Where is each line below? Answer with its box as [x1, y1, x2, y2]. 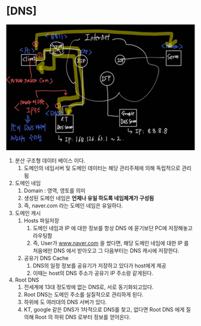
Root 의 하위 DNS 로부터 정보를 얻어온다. [35, 313, 131, 321]
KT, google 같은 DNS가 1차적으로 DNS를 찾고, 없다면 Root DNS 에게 [23, 306, 185, 313]
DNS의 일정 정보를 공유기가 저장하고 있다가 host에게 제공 [32, 262, 166, 269]
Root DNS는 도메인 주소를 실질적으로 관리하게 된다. [23, 291, 144, 298]
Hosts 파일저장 [23, 217, 60, 224]
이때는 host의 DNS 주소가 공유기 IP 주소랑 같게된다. [32, 269, 154, 277]
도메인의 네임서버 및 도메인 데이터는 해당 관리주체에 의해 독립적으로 [23, 164, 181, 172]
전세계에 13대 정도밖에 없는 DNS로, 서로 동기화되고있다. [23, 283, 154, 291]
